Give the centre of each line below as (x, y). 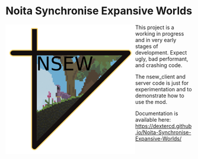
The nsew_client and (161, 77)
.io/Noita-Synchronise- (163, 132)
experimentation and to (164, 89)
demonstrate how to (160, 96)
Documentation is (157, 113)
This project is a (155, 27)
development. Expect (161, 52)
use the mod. (151, 101)
